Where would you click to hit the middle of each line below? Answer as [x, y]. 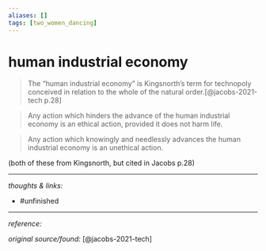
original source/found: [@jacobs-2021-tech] [80, 239]
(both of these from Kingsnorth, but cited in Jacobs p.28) [102, 163]
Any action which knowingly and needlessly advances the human [134, 140]
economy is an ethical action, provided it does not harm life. [125, 124]
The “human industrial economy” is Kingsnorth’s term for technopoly [139, 84]
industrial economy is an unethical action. [95, 148]
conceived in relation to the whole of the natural [106, 92]
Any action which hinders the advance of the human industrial [129, 116]
